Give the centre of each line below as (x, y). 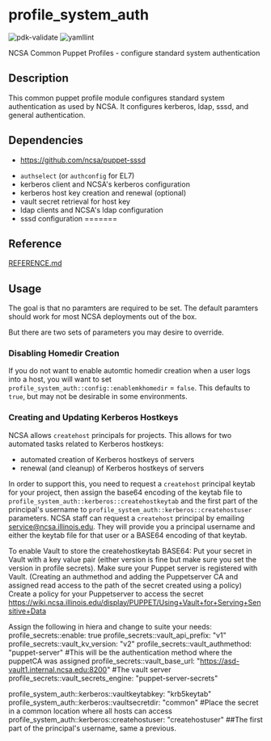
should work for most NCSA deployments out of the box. (103, 317)
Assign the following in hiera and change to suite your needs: (110, 626)
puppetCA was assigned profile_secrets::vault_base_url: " (104, 661)
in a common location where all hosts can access (90, 711)
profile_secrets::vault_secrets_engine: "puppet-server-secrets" (113, 678)
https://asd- (220, 661)
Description (38, 78)
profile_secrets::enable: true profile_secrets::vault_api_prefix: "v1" (117, 635)
